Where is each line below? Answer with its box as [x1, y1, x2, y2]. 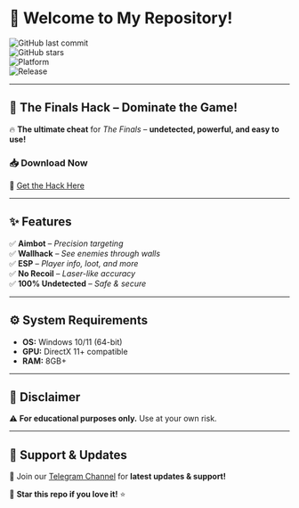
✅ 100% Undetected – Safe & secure [9, 278, 147, 289]
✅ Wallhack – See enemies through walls [9, 248, 161, 258]
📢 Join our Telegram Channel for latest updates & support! [9, 471, 227, 482]
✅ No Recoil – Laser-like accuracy [9, 267, 136, 279]
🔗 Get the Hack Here [9, 180, 85, 191]
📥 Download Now [9, 156, 88, 168]
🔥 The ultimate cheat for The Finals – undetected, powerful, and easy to [9, 124, 280, 135]
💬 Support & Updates [9, 447, 127, 463]
